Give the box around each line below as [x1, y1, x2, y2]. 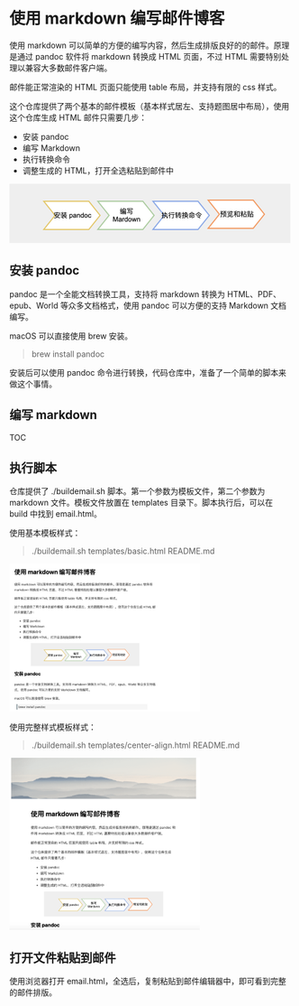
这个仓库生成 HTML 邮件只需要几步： [9, 112, 147, 123]
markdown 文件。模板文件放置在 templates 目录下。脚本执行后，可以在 [9, 498, 273, 508]
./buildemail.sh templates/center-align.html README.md [31, 740, 240, 750]
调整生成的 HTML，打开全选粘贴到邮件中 [22, 164, 174, 176]
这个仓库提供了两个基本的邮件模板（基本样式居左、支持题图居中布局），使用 [9, 100, 290, 111]
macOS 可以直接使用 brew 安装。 [9, 331, 133, 341]
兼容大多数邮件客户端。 [24, 62, 113, 73]
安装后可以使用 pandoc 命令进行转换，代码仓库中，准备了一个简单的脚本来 [9, 367, 286, 377]
